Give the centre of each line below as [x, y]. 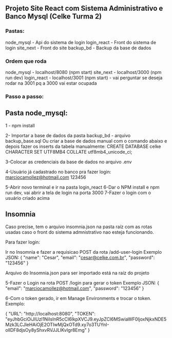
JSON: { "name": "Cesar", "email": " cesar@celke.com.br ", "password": [80, 257]
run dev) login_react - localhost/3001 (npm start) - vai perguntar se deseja [84, 78]
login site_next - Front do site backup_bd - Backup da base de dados [78, 48]
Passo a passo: [25, 96]
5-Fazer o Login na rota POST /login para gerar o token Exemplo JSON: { [82, 283]
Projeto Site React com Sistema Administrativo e [84, 8]
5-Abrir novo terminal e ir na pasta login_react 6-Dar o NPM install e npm [83, 187]
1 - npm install [20, 125]
